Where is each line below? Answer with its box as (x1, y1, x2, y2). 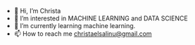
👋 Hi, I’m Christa (13, 7, 61, 15)
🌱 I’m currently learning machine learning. (13, 22, 136, 30)
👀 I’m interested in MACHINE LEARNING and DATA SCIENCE (13, 14, 188, 22)
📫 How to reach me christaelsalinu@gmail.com (13, 30, 153, 38)
